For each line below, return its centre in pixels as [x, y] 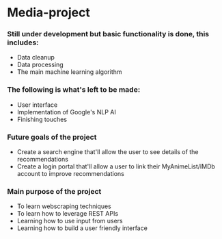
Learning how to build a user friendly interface [82, 228]
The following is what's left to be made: [74, 90]
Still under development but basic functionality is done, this [108, 34]
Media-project [48, 13]
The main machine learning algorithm [69, 72]
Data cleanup [36, 58]
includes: [23, 42]
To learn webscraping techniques [64, 206]
